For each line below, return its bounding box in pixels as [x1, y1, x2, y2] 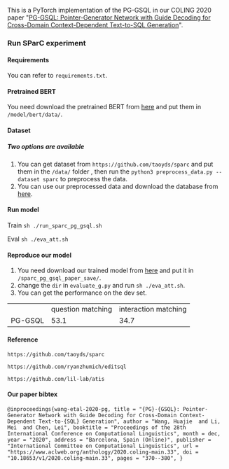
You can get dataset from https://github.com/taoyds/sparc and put [17, 160, 214, 168]
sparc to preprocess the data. [43, 174, 128, 183]
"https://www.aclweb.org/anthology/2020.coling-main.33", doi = [7, 448, 199, 456]
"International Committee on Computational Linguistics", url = [7, 442, 199, 449]
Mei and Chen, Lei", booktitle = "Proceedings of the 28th [7, 423, 187, 431]
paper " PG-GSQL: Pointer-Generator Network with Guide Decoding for [7, 13, 211, 22]
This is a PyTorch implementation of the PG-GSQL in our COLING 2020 [7, 6, 212, 14]
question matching [51, 304, 113, 314]
